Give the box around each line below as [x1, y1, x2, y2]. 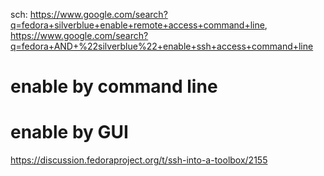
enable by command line [10, 75, 218, 98]
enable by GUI [10, 121, 129, 144]
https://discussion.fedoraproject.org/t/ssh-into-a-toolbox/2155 [10, 154, 268, 166]
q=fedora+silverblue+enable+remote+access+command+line [10, 19, 265, 31]
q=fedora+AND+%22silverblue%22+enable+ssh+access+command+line [10, 40, 314, 52]
